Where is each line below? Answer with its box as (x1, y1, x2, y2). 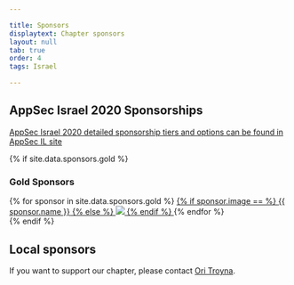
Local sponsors (9, 241, 97, 256)
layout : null (9, 37, 58, 46)
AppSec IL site (9, 135, 62, 147)
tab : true (9, 45, 46, 54)
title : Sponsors (9, 20, 69, 29)
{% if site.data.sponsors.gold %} (9, 153, 129, 164)
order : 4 (9, 54, 42, 63)
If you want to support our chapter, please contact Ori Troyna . (9, 265, 235, 276)
